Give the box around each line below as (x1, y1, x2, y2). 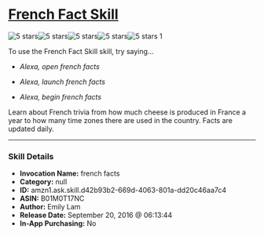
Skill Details (8, 151, 54, 162)
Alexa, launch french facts (19, 77, 106, 86)
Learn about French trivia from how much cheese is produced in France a (8, 107, 246, 117)
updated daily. (8, 124, 54, 133)
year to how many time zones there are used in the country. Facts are (8, 115, 233, 125)
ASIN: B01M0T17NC (19, 194, 85, 203)
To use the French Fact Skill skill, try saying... (8, 46, 154, 56)
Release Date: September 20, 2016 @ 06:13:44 (19, 210, 173, 220)
